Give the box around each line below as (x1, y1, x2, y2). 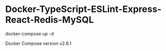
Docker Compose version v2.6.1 (5, 40, 72, 46)
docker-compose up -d (5, 30, 54, 36)
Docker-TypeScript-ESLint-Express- (5, 3, 161, 15)
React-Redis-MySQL (5, 14, 94, 25)
